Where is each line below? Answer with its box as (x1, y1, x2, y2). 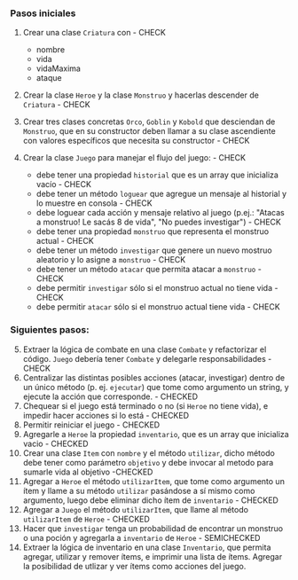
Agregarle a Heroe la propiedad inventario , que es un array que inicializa (22, 428, 289, 439)
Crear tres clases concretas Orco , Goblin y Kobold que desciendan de (22, 116, 276, 127)
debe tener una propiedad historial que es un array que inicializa (35, 169, 278, 180)
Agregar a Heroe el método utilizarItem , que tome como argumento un (22, 475, 285, 486)
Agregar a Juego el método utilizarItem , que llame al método (22, 504, 249, 514)
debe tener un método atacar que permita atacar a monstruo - (35, 264, 263, 275)
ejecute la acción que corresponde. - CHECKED (22, 391, 199, 402)
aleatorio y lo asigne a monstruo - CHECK (35, 255, 186, 265)
